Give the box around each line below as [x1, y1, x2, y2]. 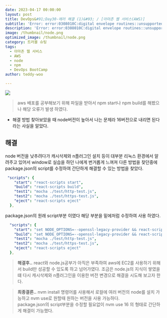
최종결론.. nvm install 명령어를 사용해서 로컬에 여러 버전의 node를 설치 [17, 289, 155, 295]
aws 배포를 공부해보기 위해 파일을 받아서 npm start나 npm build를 [17, 100, 147, 106]
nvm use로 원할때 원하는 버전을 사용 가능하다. [30, 295, 120, 301]
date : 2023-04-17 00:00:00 [5, 7, 61, 12]
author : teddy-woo [5, 72, 43, 77]
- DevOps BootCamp [9, 68, 48, 73]
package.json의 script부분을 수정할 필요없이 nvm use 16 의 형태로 [17, 301, 148, 307]
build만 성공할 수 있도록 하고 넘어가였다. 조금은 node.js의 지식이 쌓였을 [22, 266, 161, 272]
